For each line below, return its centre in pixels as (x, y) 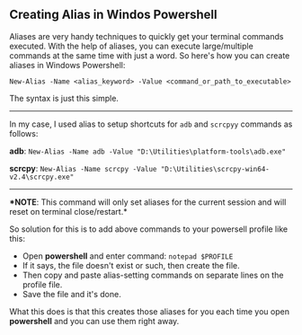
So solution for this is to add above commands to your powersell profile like (149, 229)
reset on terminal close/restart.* (68, 211)
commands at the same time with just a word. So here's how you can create (150, 55)
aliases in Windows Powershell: (67, 65)
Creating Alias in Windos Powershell (113, 15)
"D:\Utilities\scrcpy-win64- (215, 169)
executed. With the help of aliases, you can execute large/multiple (131, 46)
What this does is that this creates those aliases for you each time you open (150, 311)
